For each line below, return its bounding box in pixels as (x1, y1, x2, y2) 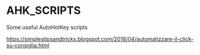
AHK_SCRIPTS (6, 4, 81, 18)
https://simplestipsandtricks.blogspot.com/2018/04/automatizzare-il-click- (6, 35, 194, 42)
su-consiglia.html (6, 42, 50, 49)
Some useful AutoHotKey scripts (6, 24, 88, 31)
